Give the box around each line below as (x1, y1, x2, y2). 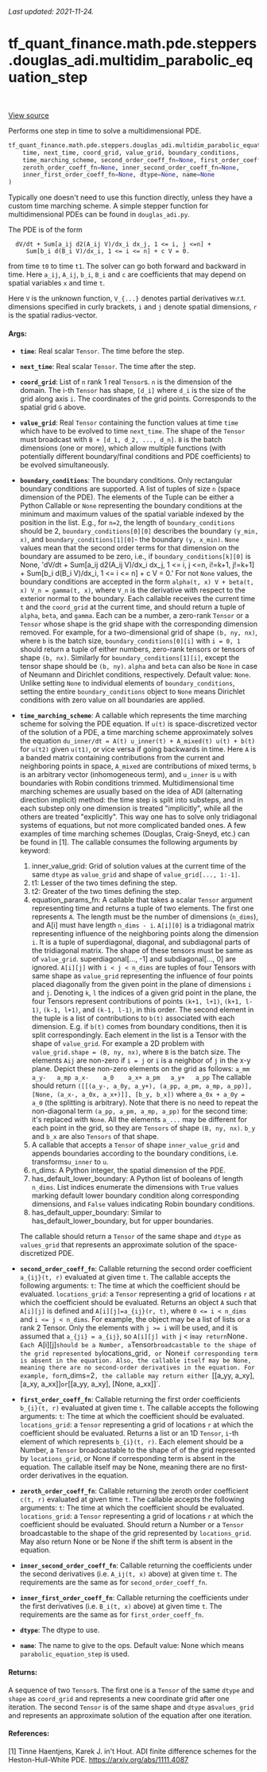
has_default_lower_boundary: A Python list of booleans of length (31, 1174, 244, 1183)
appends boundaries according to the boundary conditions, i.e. (31, 1148, 238, 1158)
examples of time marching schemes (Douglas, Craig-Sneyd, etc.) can (19, 829, 250, 838)
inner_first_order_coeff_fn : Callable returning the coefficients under (19, 1593, 249, 1603)
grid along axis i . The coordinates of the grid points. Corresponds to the (19, 394, 257, 404)
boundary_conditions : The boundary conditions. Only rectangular (19, 476, 233, 485)
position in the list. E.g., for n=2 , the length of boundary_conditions (19, 518, 235, 527)
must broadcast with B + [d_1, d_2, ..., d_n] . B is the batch (19, 435, 222, 445)
